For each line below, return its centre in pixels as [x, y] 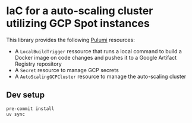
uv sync [16, 114]
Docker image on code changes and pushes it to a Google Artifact [96, 57]
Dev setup [26, 95]
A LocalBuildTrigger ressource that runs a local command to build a [98, 51]
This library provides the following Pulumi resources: [70, 40]
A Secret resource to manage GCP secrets [67, 70]
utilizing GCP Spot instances [78, 23]
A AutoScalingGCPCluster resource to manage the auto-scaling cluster [100, 76]
